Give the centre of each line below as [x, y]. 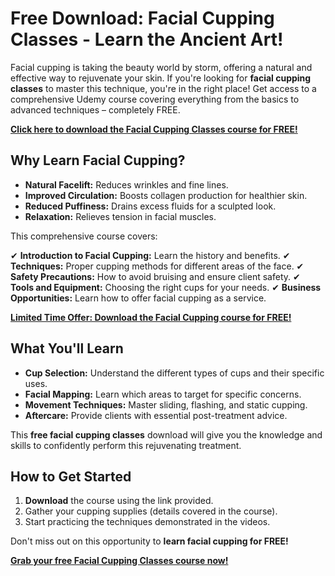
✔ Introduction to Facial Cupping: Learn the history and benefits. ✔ [150, 255]
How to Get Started [71, 476]
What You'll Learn [67, 348]
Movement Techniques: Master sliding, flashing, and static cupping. [166, 404]
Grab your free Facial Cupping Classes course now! [119, 561]
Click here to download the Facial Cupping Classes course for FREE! [154, 129]
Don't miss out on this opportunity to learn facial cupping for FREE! [149, 541]
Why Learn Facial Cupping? [98, 160]
